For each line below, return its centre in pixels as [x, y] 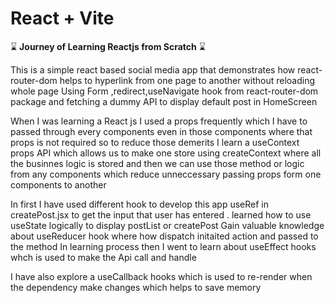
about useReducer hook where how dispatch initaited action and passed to [164, 236]
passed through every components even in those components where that [161, 131]
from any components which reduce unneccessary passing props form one [166, 174]
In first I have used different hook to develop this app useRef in [139, 204]
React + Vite [62, 18]
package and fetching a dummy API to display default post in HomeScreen [164, 101]
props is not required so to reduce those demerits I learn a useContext [155, 142]
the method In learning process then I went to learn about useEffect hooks [163, 246]
